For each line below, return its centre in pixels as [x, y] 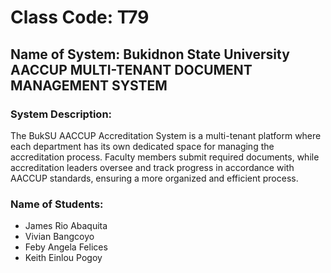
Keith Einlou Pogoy [63, 258]
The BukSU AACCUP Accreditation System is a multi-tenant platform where [166, 135]
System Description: [61, 114]
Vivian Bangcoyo [59, 237]
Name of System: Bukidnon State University [150, 54]
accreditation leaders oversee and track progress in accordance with [152, 167]
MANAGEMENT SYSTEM [89, 85]
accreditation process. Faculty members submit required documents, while [165, 157]
